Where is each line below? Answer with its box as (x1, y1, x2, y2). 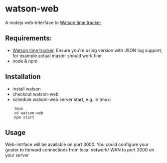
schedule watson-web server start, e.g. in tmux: (12, 96, 111, 102)
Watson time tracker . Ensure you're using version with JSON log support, (12, 47, 163, 53)
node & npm (12, 58, 38, 64)
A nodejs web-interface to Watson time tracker (5, 19, 101, 25)
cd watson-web (14, 110, 43, 115)
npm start (14, 114, 35, 120)
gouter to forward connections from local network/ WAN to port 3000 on (5, 147, 155, 153)
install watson (12, 85, 41, 91)
